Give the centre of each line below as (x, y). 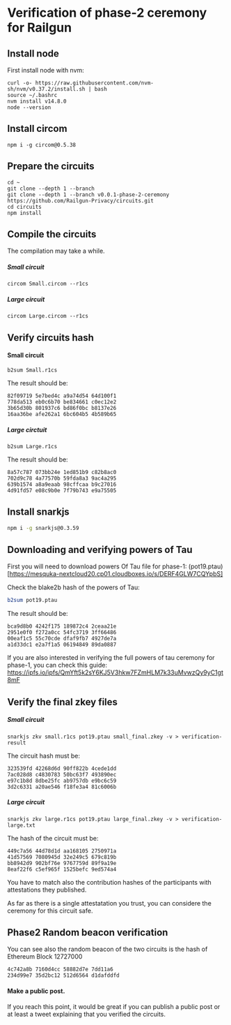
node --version (29, 108)
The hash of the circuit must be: (53, 838)
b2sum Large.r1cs (32, 446)
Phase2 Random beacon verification (88, 932)
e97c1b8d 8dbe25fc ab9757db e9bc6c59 (62, 781)
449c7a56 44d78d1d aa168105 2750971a (62, 851)
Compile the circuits (52, 234)
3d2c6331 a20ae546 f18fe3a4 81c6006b (62, 787)
